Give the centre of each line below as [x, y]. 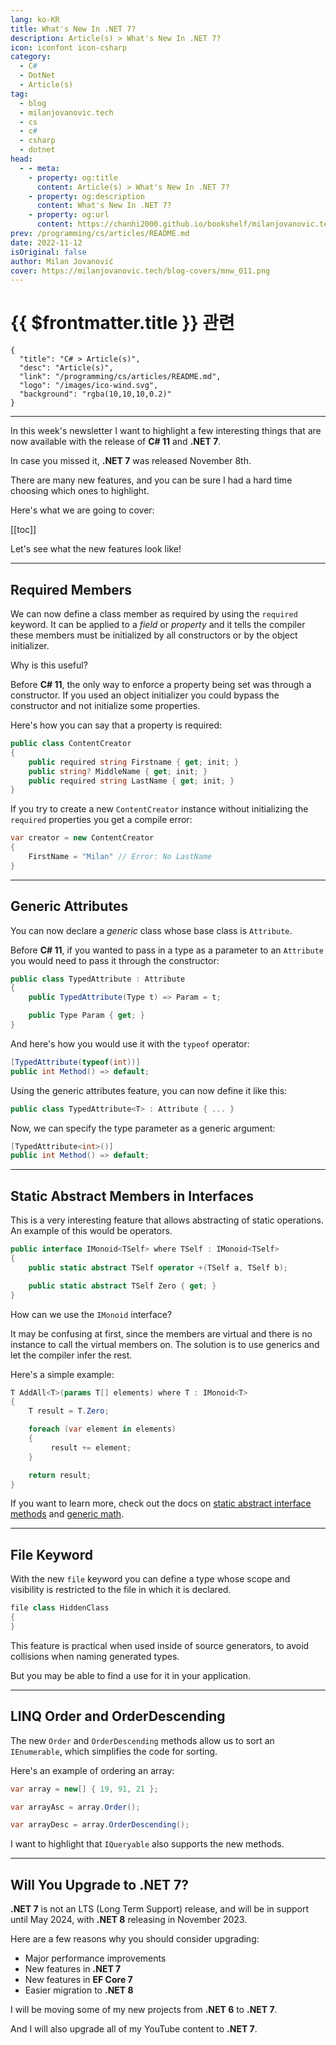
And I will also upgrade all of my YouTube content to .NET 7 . [134, 2029]
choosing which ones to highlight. [80, 491]
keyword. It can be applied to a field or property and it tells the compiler [158, 624]
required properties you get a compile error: [101, 820]
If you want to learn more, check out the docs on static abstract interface [161, 1503]
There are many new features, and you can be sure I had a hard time [151, 480]
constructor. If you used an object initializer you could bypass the [145, 695]
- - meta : [39, 168]
